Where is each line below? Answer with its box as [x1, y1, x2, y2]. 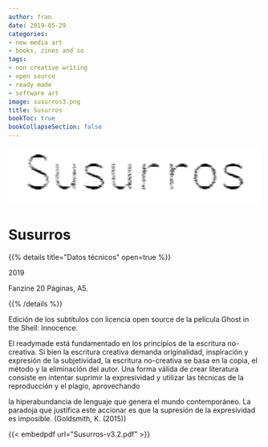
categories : [8, 30, 48, 38]
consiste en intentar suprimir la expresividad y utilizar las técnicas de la [8, 373, 245, 383]
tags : [8, 55, 26, 63]
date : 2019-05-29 [8, 21, 67, 30]
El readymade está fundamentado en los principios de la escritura [8, 339, 226, 348]
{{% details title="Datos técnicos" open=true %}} [8, 253, 172, 262]
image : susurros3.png [8, 97, 81, 106]
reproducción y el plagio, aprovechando [8, 381, 140, 391]
